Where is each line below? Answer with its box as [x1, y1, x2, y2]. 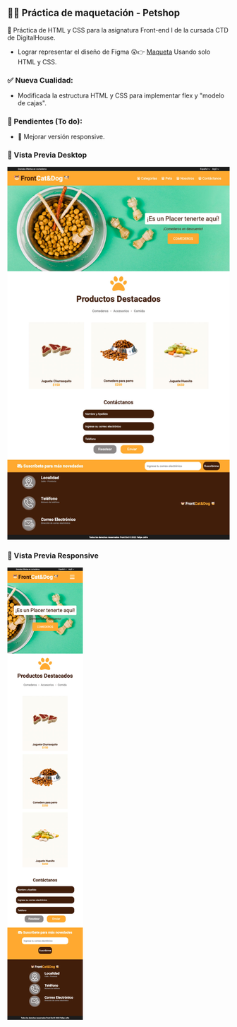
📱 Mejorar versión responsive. [17, 132, 105, 141]
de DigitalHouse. [7, 33, 56, 42]
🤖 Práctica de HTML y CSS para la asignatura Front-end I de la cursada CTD [7, 25, 229, 34]
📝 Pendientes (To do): [7, 117, 83, 127]
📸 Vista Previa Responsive [7, 551, 99, 561]
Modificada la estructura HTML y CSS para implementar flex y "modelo [17, 91, 224, 100]
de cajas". [17, 99, 47, 107]
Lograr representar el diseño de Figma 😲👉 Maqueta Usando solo [17, 47, 211, 56]
